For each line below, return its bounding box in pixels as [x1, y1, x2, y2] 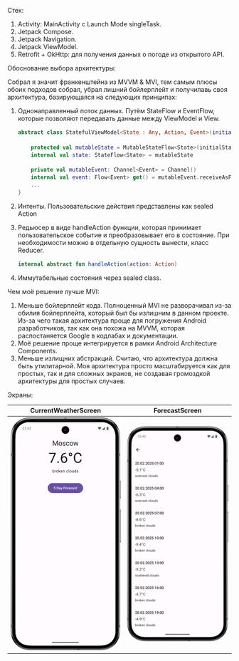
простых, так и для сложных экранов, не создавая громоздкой [17, 369, 211, 378]
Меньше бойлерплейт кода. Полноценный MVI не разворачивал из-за [17, 301, 232, 309]
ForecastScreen [153, 406, 202, 415]
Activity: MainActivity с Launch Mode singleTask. [17, 20, 162, 28]
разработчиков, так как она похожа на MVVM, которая [17, 323, 185, 332]
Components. [17, 346, 58, 355]
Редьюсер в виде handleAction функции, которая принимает [17, 223, 201, 231]
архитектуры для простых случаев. [17, 377, 126, 385]
